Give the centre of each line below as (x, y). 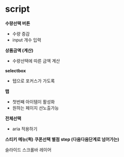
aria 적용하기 (25, 128)
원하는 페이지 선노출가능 (36, 108)
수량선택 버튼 (18, 23)
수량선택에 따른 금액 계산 (36, 61)
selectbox (16, 70)
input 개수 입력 (27, 40)
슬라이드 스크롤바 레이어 (28, 150)
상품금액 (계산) (19, 50)
